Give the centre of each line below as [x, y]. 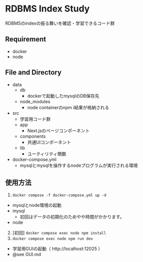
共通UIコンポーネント [49, 142]
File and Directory [33, 72]
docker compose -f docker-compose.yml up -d [59, 195]
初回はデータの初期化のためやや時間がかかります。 [72, 217]
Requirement [26, 39]
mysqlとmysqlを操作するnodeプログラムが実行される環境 [79, 165]
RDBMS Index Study [47, 9]
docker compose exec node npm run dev [53, 239]
